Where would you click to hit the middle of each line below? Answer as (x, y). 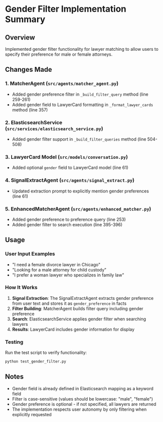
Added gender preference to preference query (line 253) (69, 219)
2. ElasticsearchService (34, 122)
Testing (14, 342)
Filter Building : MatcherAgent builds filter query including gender (78, 308)
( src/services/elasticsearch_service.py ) (54, 128)
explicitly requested (32, 414)
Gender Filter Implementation (66, 9)
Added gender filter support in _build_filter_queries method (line (79, 139)
